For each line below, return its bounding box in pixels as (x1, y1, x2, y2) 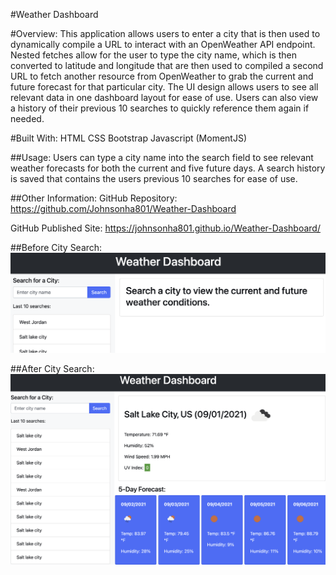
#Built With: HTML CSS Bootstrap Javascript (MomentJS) (10, 132, 247, 144)
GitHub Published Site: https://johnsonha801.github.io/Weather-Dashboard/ (10, 222, 321, 234)
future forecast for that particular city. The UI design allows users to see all (10, 81, 319, 93)
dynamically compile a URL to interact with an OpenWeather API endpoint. (10, 39, 316, 50)
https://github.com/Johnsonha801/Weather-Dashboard (10, 203, 237, 214)
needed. (10, 113, 45, 124)
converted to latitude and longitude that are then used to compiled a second (10, 60, 324, 71)
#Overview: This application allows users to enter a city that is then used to (10, 28, 321, 39)
